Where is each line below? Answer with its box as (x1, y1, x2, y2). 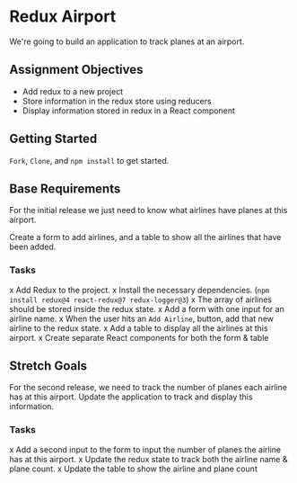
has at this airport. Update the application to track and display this (9, 391, 253, 402)
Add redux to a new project (22, 85, 124, 96)
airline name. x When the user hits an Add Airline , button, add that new (9, 313, 275, 324)
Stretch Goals (9, 358, 88, 374)
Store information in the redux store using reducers (22, 95, 213, 106)
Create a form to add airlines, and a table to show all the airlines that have (9, 232, 282, 243)
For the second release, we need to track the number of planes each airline (9, 382, 287, 393)
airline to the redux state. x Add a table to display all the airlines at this (9, 322, 268, 334)
